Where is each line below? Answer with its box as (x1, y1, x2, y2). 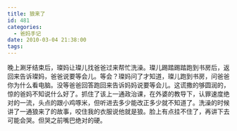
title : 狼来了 (7, 10, 46, 18)
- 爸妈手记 (13, 30, 42, 37)
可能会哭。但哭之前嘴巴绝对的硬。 (7, 116, 107, 124)
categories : (7, 23, 42, 30)
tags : (7, 43, 23, 50)
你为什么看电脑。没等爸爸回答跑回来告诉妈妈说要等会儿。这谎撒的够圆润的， (7, 81, 230, 89)
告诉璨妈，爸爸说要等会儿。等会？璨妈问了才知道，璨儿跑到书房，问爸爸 (19, 72, 230, 80)
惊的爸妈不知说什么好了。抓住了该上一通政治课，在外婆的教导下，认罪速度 (7, 89, 224, 98)
